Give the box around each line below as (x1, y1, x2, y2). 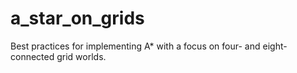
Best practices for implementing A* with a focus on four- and (10, 40, 261, 52)
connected (10, 50, 55, 62)
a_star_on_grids (10, 7, 145, 30)
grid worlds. (56, 50, 107, 62)
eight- (262, 40, 288, 52)
